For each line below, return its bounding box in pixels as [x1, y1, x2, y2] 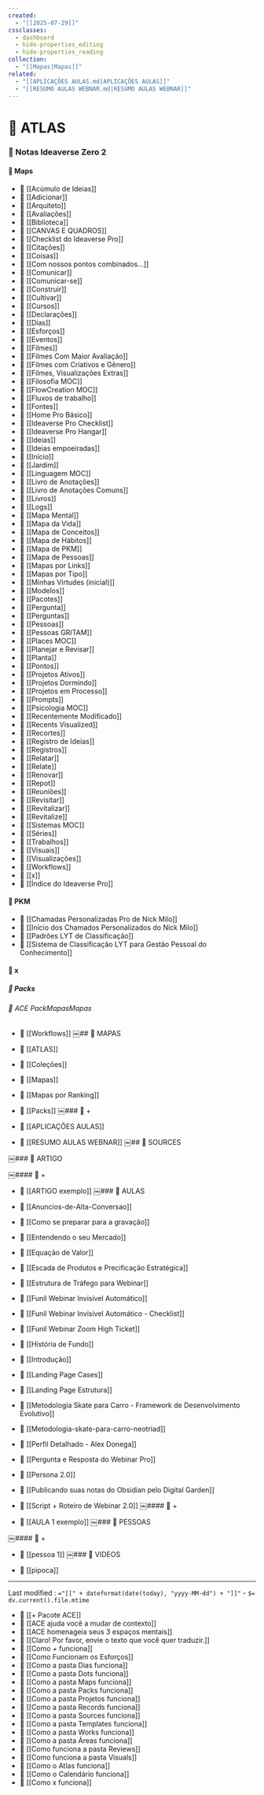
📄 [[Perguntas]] [19, 611, 70, 620]
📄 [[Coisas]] [19, 251, 59, 260]
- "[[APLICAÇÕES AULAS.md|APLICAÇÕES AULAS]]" [15, 77, 170, 85]
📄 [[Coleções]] [19, 1060, 68, 1069]
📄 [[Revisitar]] [19, 795, 64, 805]
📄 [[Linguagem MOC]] [19, 468, 92, 478]
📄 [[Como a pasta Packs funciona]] [19, 1685, 134, 1695]
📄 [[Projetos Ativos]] [19, 669, 86, 678]
